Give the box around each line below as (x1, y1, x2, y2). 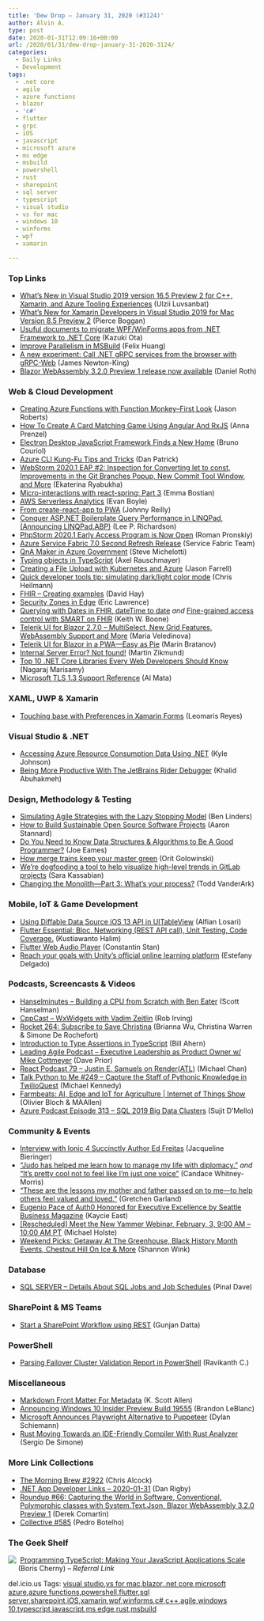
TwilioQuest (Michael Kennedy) (19, 1080, 123, 1090)
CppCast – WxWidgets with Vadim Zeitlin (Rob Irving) (19, 1013, 194, 1023)
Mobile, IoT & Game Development (8, 899, 138, 910)
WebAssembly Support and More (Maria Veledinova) (19, 631, 191, 641)
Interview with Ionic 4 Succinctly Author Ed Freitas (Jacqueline (19, 1144, 224, 1153)
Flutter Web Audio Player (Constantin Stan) (19, 942, 160, 951)
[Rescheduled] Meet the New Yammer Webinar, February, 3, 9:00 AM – (19, 1220, 251, 1229)
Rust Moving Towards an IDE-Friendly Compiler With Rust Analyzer (19, 1429, 239, 1439)
